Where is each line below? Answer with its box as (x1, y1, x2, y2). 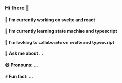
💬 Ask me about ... (5, 50, 43, 56)
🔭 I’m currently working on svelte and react (5, 17, 95, 23)
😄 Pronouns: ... (5, 62, 38, 68)
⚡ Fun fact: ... (5, 74, 33, 80)
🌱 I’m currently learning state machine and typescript (5, 28, 117, 34)
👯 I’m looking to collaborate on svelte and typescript (5, 39, 115, 45)
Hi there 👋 (5, 4, 30, 11)
